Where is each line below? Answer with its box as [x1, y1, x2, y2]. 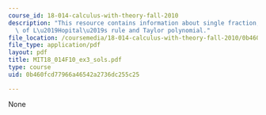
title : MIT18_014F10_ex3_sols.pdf [8, 56, 123, 64]
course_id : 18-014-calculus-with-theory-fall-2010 [8, 11, 179, 20]
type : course [8, 63, 51, 71]
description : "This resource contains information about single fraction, [8, 19, 260, 27]
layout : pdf [8, 48, 47, 56]
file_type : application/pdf [8, 41, 101, 49]
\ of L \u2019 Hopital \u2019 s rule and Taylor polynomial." [15, 26, 211, 34]
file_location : [8, 33, 59, 42]
